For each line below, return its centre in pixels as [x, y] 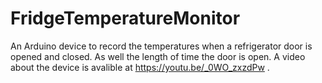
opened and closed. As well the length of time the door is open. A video [158, 56]
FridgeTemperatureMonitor [125, 18]
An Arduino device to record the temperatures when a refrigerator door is [161, 46]
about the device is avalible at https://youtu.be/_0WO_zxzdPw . [140, 67]
